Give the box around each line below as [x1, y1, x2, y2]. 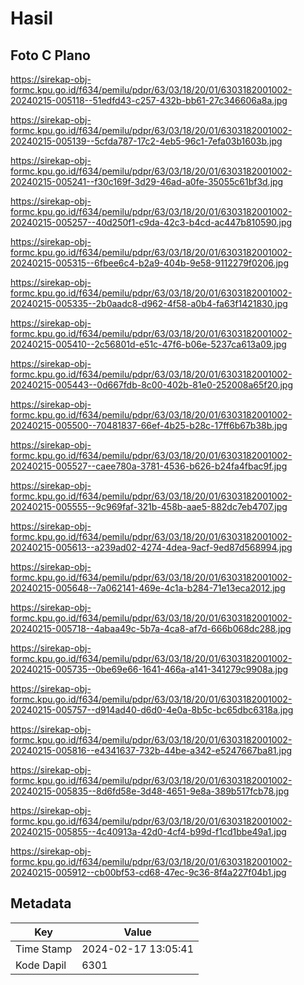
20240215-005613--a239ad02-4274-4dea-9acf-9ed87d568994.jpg [10, 542, 293, 553]
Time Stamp [15, 942, 73, 956]
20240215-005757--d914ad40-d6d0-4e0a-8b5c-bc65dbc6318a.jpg [10, 704, 294, 716]
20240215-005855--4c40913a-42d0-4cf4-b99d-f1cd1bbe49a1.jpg [10, 826, 287, 837]
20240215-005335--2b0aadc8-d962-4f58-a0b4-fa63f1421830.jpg [10, 298, 288, 309]
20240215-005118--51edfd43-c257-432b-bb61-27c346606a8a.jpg [10, 95, 288, 106]
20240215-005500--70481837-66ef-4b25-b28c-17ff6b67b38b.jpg [10, 420, 288, 431]
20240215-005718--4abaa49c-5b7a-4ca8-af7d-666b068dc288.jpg [10, 623, 292, 634]
